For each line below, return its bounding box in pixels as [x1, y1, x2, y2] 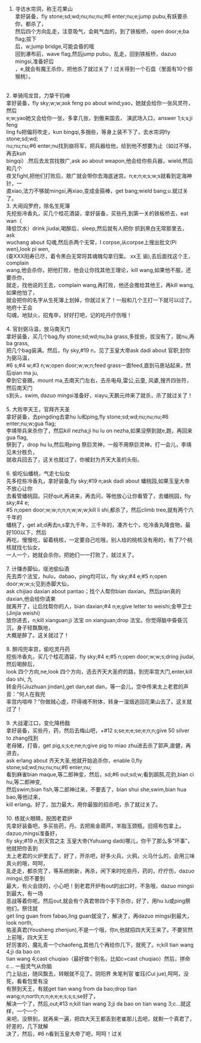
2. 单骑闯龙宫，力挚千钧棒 [6, 92, 71, 99]
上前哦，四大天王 [6, 934, 48, 941]
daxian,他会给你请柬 [6, 595, 56, 602]
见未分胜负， [6, 449, 38, 455]
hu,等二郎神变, [6, 778, 42, 785]
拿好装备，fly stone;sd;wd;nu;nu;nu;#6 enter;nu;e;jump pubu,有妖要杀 [14, 13, 188, 20]
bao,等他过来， [6, 793, 44, 800]
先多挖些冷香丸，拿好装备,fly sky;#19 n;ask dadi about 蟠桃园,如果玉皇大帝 [6, 477, 190, 485]
